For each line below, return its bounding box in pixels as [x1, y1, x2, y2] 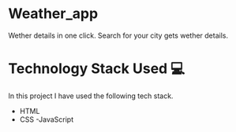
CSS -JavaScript [19, 115, 73, 124]
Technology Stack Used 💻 [8, 60, 185, 78]
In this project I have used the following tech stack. [8, 91, 174, 101]
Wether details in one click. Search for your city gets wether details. [8, 31, 229, 40]
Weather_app [8, 5, 99, 23]
